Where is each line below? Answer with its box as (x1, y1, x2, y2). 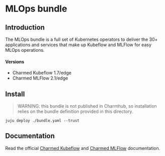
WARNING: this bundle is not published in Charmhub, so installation (17, 103, 157, 109)
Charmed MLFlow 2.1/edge (12, 75, 68, 81)
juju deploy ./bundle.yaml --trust (5, 118, 80, 123)
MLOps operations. (5, 47, 45, 53)
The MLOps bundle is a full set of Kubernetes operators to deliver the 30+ (5, 36, 158, 42)
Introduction (5, 23, 45, 32)
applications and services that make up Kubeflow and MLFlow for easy (5, 42, 152, 48)
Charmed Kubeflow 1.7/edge (12, 70, 72, 76)
